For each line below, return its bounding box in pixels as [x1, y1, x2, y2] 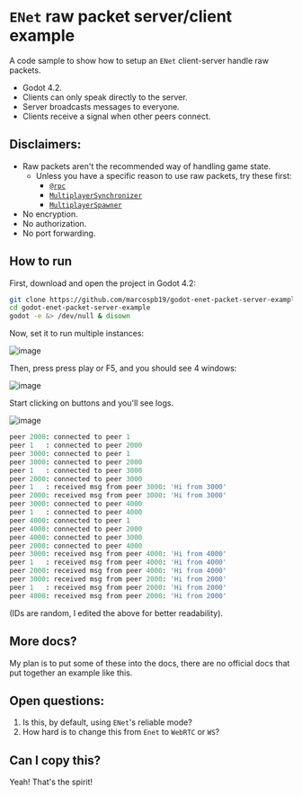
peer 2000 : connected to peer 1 [9, 433, 130, 442]
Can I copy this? [9, 753, 102, 768]
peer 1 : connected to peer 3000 [9, 466, 143, 475]
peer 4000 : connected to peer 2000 [9, 524, 143, 533]
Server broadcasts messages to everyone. [22, 101, 180, 112]
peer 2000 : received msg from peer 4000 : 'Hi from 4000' [9, 567, 227, 576]
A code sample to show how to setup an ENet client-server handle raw [9, 55, 270, 66]
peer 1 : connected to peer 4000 [9, 508, 143, 517]
